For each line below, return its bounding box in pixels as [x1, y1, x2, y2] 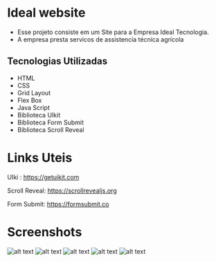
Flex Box [17, 96, 42, 104]
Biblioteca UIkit [17, 110, 61, 119]
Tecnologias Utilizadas [7, 56, 108, 67]
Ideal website [7, 5, 86, 21]
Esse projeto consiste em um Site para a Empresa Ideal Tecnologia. [17, 28, 209, 36]
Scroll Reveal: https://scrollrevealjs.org [7, 186, 117, 195]
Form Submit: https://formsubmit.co [7, 199, 109, 208]
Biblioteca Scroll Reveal [17, 125, 84, 133]
